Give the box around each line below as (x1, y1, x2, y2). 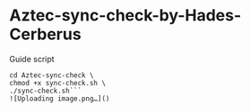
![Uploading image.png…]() (9, 94, 110, 103)
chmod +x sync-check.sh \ (9, 78, 106, 87)
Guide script (9, 53, 56, 64)
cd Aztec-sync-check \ (9, 70, 94, 80)
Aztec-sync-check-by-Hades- (9, 5, 242, 26)
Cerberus (9, 24, 82, 44)
